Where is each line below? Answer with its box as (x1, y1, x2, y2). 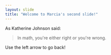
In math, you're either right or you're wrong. (17, 35, 107, 41)
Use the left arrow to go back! (5, 44, 66, 50)
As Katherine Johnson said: (5, 25, 61, 31)
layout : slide (5, 7, 35, 12)
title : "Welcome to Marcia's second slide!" (5, 12, 98, 17)
